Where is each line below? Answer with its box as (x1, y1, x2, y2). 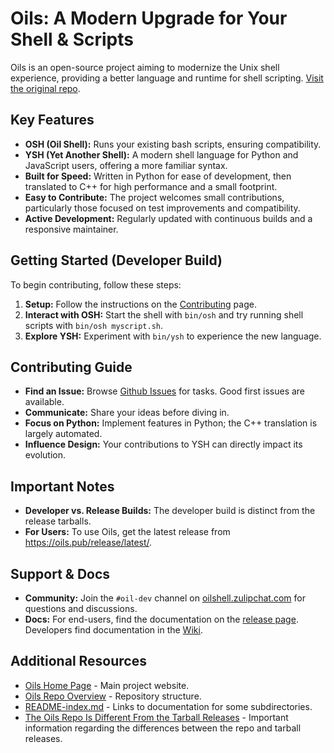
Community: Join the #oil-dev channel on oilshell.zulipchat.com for (24, 592, 306, 604)
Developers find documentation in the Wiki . (24, 624, 203, 636)
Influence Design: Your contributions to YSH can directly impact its (24, 438, 303, 451)
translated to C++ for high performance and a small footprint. (24, 180, 278, 192)
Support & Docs (10, 565, 111, 582)
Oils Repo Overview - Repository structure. (24, 690, 202, 702)
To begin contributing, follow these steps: (10, 278, 182, 291)
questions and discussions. (24, 603, 138, 614)
